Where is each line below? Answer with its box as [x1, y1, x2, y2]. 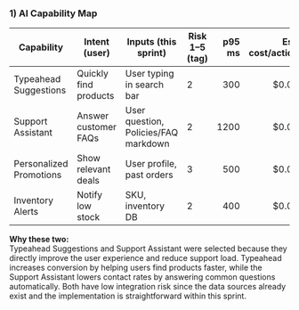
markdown [125, 137, 170, 150]
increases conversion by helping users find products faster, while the [9, 262, 263, 273]
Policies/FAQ [125, 126, 179, 139]
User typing [125, 68, 175, 80]
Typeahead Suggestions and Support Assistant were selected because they [9, 243, 287, 254]
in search [125, 78, 165, 91]
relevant [77, 163, 111, 175]
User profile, [125, 158, 177, 170]
